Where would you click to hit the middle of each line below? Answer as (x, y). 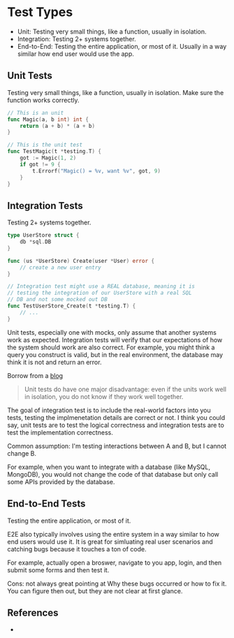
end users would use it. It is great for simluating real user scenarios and (110, 542)
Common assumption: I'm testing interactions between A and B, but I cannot (117, 446)
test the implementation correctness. (60, 432)
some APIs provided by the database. (61, 481)
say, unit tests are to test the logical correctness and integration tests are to (116, 425)
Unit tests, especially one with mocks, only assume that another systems (112, 332)
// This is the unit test (45, 145)
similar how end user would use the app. (76, 54)
